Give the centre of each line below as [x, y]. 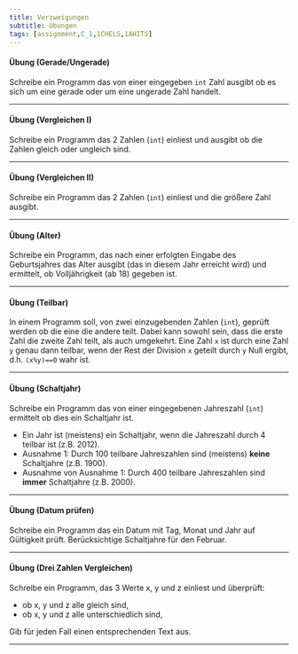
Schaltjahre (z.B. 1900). [65, 463]
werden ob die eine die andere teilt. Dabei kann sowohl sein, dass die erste [146, 331]
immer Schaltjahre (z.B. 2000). [78, 482]
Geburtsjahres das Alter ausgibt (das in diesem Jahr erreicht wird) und [138, 265]
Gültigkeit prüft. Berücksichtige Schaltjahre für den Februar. [118, 539]
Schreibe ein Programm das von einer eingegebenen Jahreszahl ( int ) [137, 408]
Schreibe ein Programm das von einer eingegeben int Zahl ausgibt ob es [143, 82]
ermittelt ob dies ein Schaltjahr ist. [72, 417]
